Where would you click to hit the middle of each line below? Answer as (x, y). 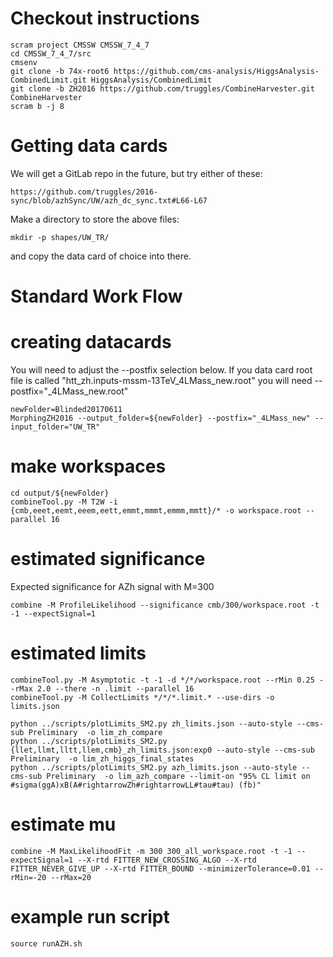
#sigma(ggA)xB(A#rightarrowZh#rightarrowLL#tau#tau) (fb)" (136, 785)
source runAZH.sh (46, 943)
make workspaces (88, 466)
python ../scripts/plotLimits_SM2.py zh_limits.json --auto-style (151, 723)
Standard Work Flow (96, 296)
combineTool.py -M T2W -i (64, 502)
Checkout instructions (105, 18)
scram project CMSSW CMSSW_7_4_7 (80, 45)
